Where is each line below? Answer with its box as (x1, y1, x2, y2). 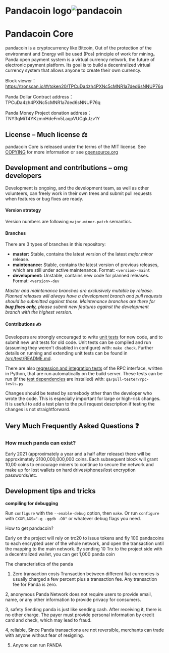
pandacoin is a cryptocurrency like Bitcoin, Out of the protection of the (5, 45, 152, 51)
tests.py (5, 381, 24, 386)
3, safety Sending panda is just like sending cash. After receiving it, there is (5, 606, 162, 612)
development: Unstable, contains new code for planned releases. (12, 273, 150, 279)
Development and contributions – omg (5, 164, 128, 172)
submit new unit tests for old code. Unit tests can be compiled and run (5, 339, 151, 345)
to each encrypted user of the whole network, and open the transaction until (5, 540, 164, 546)
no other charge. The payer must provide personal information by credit (5, 612, 155, 618)
